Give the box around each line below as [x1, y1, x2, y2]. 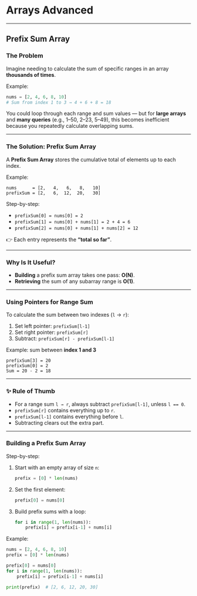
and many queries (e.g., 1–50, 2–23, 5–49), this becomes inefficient [6, 116, 169, 123]
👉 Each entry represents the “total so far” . [6, 236, 112, 243]
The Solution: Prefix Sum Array [6, 143, 97, 151]
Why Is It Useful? [6, 258, 56, 266]
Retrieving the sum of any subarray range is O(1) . [14, 277, 135, 285]
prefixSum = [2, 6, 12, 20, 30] [6, 190, 101, 196]
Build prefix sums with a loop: [14, 508, 86, 515]
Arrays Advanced [6, 4, 94, 17]
